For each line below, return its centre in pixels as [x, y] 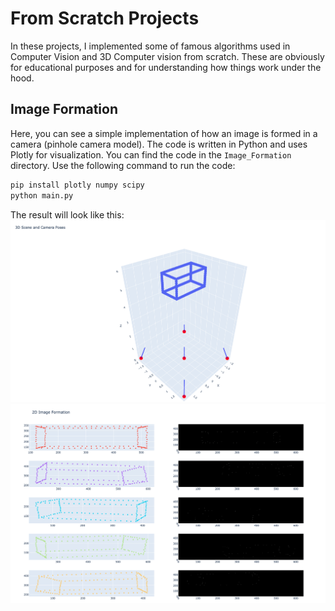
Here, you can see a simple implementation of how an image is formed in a [164, 133]
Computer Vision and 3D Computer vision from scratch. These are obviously [167, 56]
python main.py [42, 195]
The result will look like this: [67, 214]
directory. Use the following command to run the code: [123, 165]
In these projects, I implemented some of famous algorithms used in [150, 46]
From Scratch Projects [105, 18]
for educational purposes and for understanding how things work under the [166, 67]
